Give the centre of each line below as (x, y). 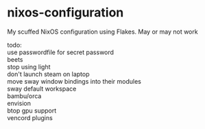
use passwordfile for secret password (61, 52)
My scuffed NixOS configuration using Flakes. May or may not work (102, 32)
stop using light (29, 67)
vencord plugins (30, 117)
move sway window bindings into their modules (74, 81)
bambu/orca (24, 96)
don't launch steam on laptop (49, 74)
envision (19, 103)
